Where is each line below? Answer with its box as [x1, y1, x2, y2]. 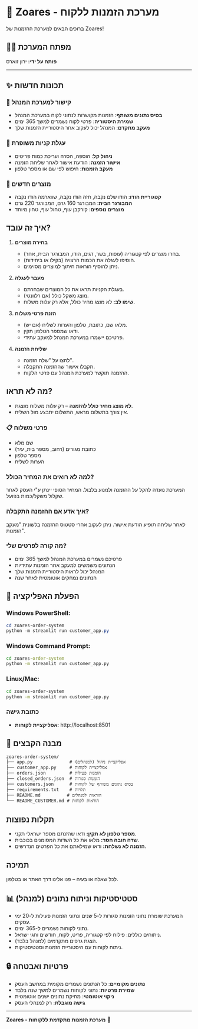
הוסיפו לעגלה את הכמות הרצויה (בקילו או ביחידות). [23, 256, 136, 263]
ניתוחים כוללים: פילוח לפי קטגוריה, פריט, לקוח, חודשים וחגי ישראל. [14, 931, 161, 938]
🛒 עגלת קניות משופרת [6, 139, 66, 147]
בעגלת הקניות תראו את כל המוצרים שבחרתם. [23, 285, 125, 292]
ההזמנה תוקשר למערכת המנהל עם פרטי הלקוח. [23, 369, 130, 376]
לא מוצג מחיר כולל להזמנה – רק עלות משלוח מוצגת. [14, 402, 133, 409]
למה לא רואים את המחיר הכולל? [6, 473, 94, 481]
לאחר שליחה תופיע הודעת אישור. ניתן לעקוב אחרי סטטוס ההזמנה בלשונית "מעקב [6, 521, 186, 528]
